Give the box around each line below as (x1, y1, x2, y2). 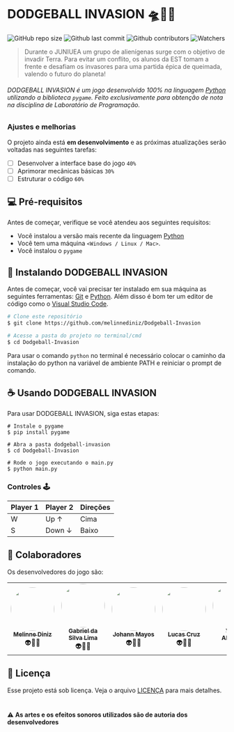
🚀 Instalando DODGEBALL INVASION (7, 266, 168, 278)
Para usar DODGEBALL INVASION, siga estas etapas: (7, 409, 159, 417)
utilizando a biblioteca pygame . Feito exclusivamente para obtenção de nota (7, 93, 224, 102)
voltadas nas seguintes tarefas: (7, 145, 97, 154)
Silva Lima (68, 634, 98, 641)
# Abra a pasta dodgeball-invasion (7, 441, 111, 448)
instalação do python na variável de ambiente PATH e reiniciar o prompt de (7, 359, 221, 367)
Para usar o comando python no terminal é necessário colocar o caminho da (7, 351, 226, 359)
